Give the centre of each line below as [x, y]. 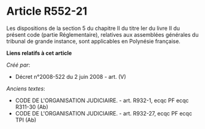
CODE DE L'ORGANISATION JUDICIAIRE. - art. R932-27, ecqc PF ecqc [104, 113]
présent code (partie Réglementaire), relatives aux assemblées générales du [102, 34]
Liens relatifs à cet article [39, 53]
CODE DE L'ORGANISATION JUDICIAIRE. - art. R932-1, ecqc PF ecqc [102, 100]
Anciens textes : [26, 88]
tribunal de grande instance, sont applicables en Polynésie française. [93, 41]
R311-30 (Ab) [32, 107]
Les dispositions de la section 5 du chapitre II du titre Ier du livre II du [93, 28]
